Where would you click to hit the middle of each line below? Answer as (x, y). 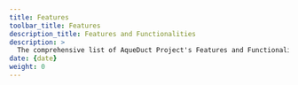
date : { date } (33, 58)
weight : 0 (27, 67)
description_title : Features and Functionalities (103, 34)
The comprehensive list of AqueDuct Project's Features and (130, 50)
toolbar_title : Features (55, 26)
